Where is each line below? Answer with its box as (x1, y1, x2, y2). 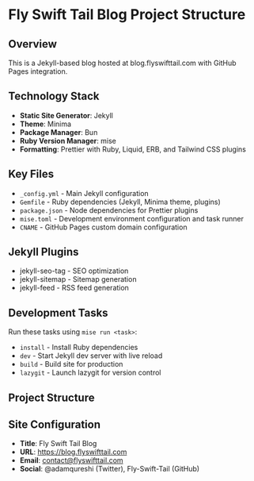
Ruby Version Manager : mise (19, 136, 117, 145)
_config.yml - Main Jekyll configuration (19, 188, 149, 198)
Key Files (8, 167, 54, 181)
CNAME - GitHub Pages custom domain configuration (19, 222, 188, 232)
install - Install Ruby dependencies (19, 343, 138, 352)
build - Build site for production (19, 360, 123, 369)
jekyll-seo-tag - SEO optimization (19, 266, 129, 275)
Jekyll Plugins (8, 245, 79, 259)
